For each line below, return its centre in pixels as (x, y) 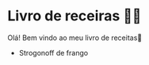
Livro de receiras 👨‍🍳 (74, 16)
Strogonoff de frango (53, 52)
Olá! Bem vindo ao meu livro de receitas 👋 (75, 38)
